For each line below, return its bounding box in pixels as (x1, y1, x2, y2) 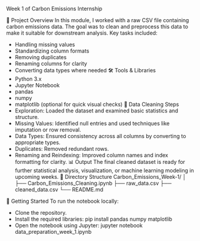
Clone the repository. (14, 209, 67, 216)
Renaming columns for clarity (14, 60, 88, 67)
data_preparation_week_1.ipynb (14, 228, 92, 235)
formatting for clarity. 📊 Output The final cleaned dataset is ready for (14, 158, 186, 165)
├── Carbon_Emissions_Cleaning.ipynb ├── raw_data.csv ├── (14, 179, 172, 187)
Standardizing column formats (14, 47, 90, 54)
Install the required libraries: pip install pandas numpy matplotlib (14, 215, 173, 222)
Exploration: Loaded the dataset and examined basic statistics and (14, 107, 179, 114)
